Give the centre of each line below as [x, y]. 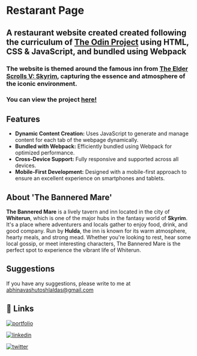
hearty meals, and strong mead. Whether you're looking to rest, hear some [98, 238]
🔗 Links [20, 309]
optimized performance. [45, 153]
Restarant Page [45, 11]
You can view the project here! [52, 100]
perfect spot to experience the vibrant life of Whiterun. [74, 250]
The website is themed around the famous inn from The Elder [97, 69]
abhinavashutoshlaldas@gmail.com [50, 290]
